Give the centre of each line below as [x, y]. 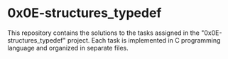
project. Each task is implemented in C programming [144, 40]
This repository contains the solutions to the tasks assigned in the [104, 33]
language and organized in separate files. [68, 48]
